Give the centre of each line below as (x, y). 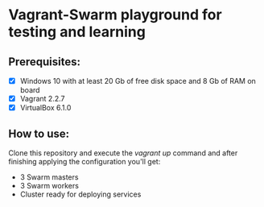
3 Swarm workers (49, 186)
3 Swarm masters (49, 177)
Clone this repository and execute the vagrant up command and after (123, 153)
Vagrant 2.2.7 (42, 99)
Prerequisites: (44, 62)
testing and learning (77, 32)
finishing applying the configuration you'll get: (85, 161)
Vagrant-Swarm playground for (115, 15)
